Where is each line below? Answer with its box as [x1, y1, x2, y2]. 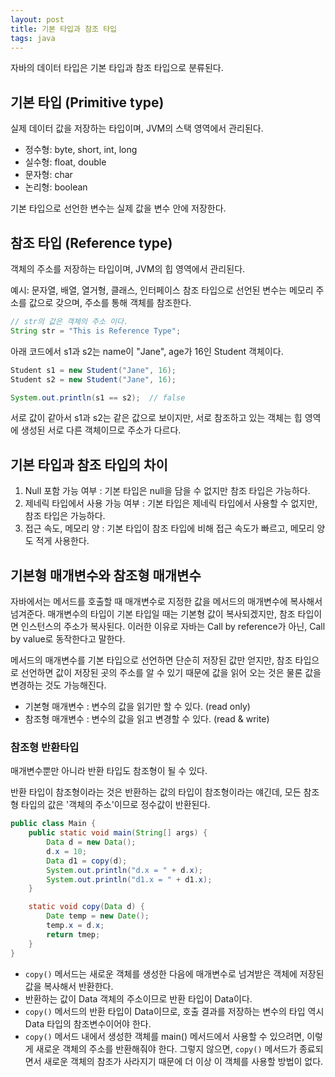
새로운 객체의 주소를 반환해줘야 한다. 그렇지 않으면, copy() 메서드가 [35, 1042, 298, 1055]
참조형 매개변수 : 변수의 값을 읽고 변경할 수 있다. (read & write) [24, 713, 270, 725]
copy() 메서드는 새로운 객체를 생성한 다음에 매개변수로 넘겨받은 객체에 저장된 [24, 967, 325, 980]
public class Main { [10, 819, 97, 829]
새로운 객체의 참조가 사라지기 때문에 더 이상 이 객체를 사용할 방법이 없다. [43, 1055, 324, 1067]
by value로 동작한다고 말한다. [10, 633, 126, 645]
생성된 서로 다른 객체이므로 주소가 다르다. [20, 424, 182, 436]
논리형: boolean [24, 181, 88, 193]
